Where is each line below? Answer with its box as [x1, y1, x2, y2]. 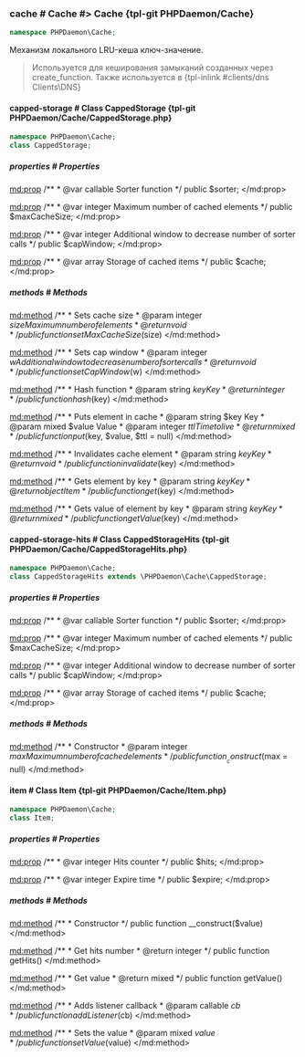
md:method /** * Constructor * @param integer [9, 740, 189, 751]
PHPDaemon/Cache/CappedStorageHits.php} [9, 543, 188, 554]
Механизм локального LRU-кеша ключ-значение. [9, 45, 204, 56]
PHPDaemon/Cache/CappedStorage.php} [9, 112, 173, 123]
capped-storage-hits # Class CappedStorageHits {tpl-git [9, 533, 230, 545]
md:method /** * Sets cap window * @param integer [9, 347, 208, 358]
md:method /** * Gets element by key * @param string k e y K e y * [9, 476, 251, 487]
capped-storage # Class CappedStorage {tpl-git [9, 102, 196, 113]
